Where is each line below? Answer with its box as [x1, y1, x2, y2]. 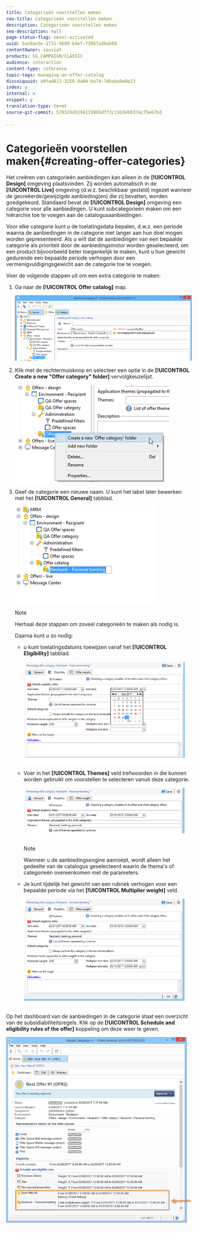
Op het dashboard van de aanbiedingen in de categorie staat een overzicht [6, 1012, 189, 1020]
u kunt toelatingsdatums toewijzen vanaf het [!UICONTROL [23, 643, 167, 651]
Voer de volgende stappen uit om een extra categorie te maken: [6, 272, 161, 279]
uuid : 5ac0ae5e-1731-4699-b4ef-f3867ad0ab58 [6, 41, 117, 47]
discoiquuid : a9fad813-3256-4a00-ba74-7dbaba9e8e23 [6, 78, 136, 84]
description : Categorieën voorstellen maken [6, 22, 117, 28]
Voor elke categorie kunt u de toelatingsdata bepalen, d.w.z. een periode [6, 223, 183, 230]
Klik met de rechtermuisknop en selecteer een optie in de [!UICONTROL [14, 367, 190, 374]
